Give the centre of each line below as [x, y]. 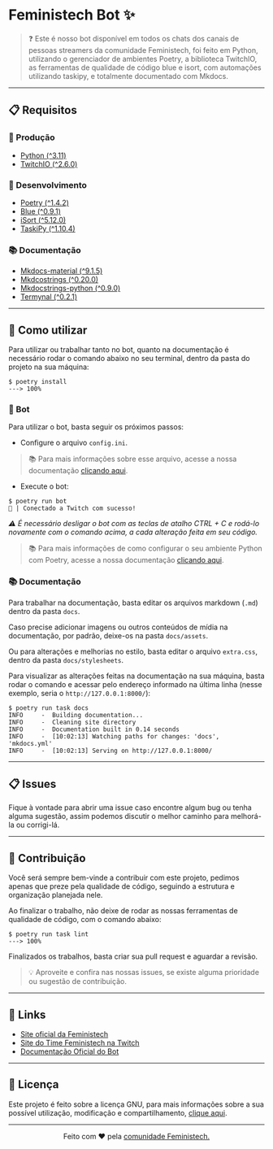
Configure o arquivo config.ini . [74, 443]
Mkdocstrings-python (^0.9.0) [70, 288]
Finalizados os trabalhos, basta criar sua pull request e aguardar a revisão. [133, 956]
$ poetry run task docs [49, 708]
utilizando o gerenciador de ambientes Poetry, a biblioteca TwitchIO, [143, 59]
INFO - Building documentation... [76, 715]
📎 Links [27, 1014]
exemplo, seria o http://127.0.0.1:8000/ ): [80, 693]
